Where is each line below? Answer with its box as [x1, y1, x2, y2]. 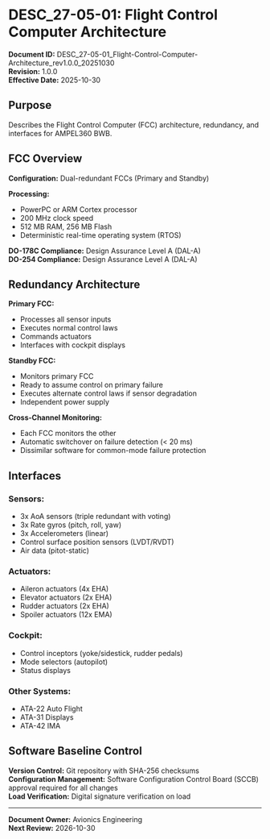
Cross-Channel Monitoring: [8, 413, 103, 422]
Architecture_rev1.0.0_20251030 [8, 58, 115, 68]
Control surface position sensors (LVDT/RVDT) [19, 538, 174, 547]
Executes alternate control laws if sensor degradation [19, 388, 198, 398]
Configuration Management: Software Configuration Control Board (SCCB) [8, 774, 260, 783]
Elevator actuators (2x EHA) [19, 592, 112, 602]
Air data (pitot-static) [19, 546, 90, 555]
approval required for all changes [8, 783, 118, 792]
